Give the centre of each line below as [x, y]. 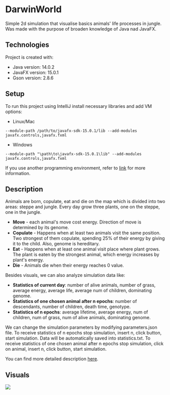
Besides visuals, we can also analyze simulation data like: [65, 275]
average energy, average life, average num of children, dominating [82, 291]
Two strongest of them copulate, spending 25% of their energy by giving [89, 238]
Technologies [27, 45]
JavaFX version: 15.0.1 [36, 72]
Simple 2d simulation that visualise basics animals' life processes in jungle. [83, 23]
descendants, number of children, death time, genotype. [72, 307]
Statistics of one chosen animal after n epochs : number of [75, 301]
